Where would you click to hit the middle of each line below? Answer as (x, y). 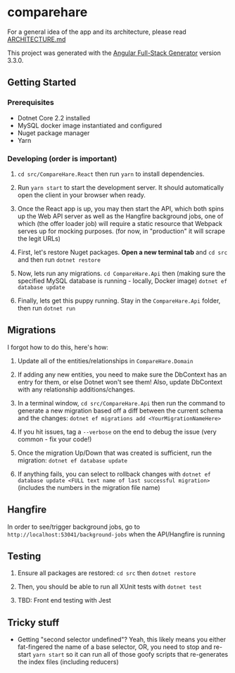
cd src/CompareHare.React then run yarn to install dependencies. (111, 174)
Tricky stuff (33, 623)
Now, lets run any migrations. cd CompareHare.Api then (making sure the (122, 273)
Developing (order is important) (62, 158)
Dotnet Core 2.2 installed (53, 118)
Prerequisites (31, 103)
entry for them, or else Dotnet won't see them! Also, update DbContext (120, 382)
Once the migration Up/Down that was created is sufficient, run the (115, 453)
